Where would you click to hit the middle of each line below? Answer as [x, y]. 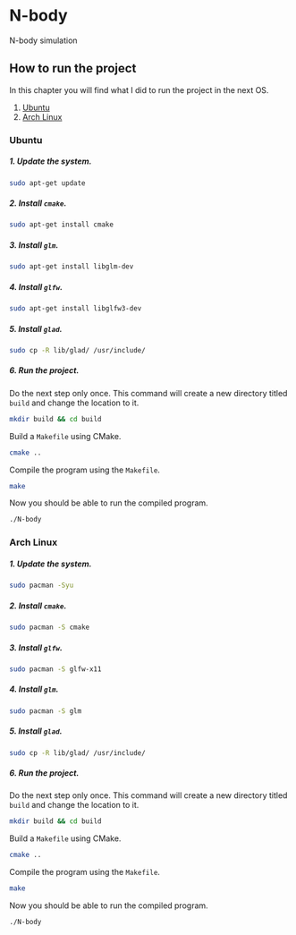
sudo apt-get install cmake [62, 225]
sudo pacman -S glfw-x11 [55, 669]
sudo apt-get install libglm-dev [72, 267]
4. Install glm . [34, 689]
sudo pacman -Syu [42, 586]
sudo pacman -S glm [46, 711]
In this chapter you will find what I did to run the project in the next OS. [139, 89]
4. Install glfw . [36, 286]
